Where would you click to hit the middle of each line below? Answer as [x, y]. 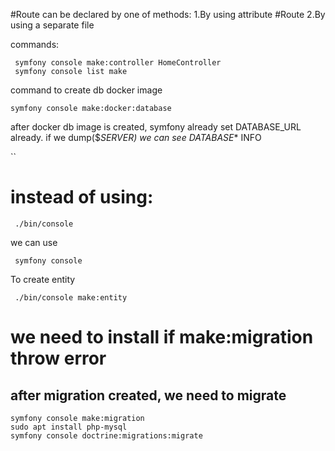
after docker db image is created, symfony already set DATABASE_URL [156, 127]
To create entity [43, 279]
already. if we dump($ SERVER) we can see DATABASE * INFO [136, 137]
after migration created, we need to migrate [148, 395]
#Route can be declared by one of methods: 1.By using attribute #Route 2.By [168, 14]
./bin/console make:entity [71, 297]
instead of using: [82, 197]
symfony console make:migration [77, 418]
